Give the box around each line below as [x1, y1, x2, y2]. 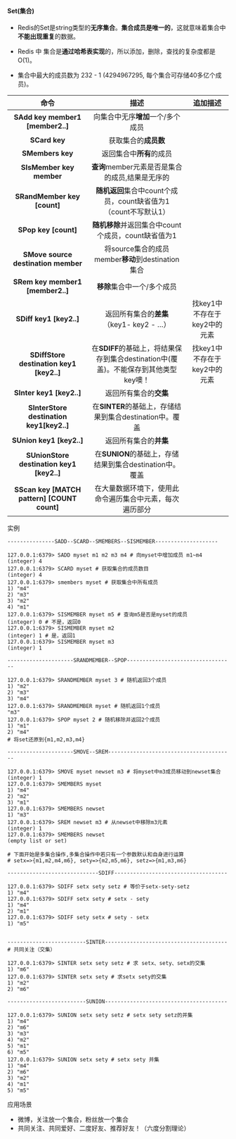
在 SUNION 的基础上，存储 [94, 449, 179, 459]
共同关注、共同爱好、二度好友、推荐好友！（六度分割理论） [17, 1124, 190, 1133]
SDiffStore [29, 350, 65, 360]
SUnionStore [25, 451, 70, 461]
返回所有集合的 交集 [105, 388, 169, 398]
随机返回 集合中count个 [96, 186, 171, 196]
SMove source [22, 250, 72, 260]
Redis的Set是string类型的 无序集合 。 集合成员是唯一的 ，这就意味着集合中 [17, 23, 226, 32]
